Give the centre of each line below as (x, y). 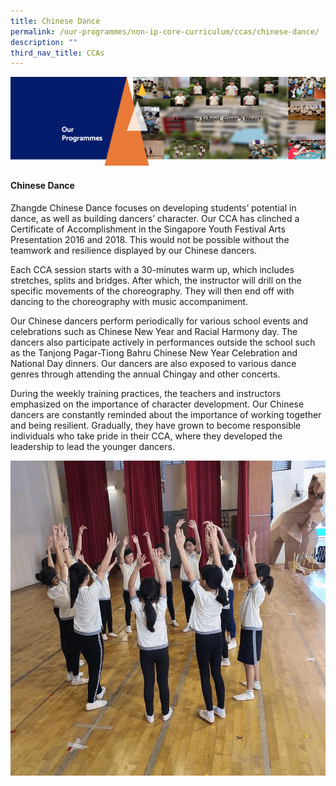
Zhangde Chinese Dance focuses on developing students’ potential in (153, 207)
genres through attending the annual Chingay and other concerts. (145, 374)
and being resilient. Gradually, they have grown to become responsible (156, 425)
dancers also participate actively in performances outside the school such (163, 342)
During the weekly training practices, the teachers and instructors (146, 393)
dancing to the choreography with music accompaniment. (129, 301)
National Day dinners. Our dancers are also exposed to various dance (153, 363)
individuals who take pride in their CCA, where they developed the (146, 436)
